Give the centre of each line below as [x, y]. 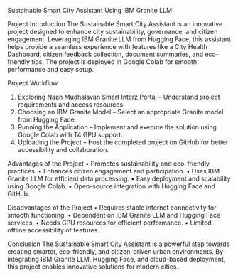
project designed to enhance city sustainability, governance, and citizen [113, 32]
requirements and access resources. [71, 105]
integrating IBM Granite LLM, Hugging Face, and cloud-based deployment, [117, 259]
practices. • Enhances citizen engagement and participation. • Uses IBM [114, 171]
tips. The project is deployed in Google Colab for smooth [114, 62]
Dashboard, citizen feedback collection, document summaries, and [106, 54]
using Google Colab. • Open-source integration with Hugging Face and [111, 186]
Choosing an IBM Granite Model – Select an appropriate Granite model [120, 112]
